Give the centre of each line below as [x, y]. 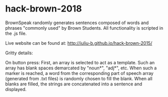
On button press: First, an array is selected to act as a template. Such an [80, 62]
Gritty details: [19, 53]
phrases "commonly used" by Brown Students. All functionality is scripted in [84, 28]
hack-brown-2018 [44, 9]
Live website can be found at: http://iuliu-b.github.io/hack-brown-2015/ [79, 43]
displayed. [16, 89]
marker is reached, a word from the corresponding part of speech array [79, 73]
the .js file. [16, 33]
